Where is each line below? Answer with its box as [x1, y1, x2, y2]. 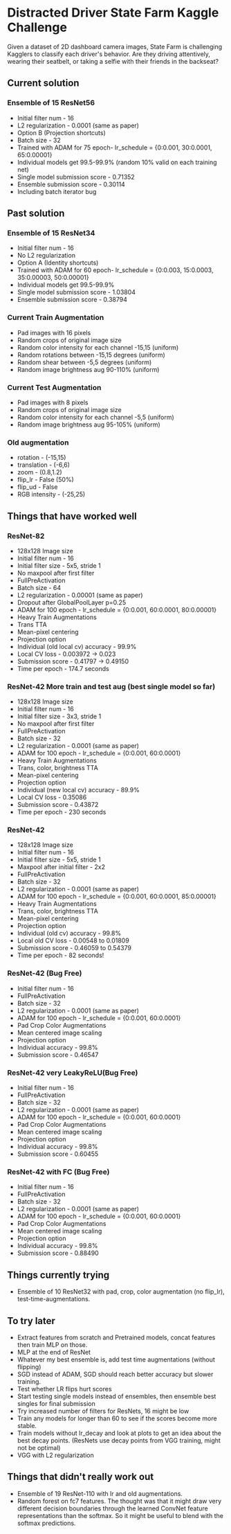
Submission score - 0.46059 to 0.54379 [17, 944, 131, 952]
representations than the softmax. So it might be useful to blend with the [17, 1511, 223, 1519]
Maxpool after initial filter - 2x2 [17, 863, 106, 871]
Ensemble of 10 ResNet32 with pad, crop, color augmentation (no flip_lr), [17, 1287, 225, 1296]
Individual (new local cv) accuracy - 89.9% [17, 786, 140, 794]
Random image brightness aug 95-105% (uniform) [17, 420, 160, 429]
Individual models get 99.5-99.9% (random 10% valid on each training [17, 158, 217, 166]
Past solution [7, 208, 65, 220]
